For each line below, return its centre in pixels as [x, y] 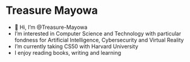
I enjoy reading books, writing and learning [68, 52]
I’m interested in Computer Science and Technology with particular [98, 33]
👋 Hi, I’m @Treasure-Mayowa [51, 27]
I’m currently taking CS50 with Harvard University [76, 46]
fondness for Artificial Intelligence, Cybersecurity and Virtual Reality [99, 40]
